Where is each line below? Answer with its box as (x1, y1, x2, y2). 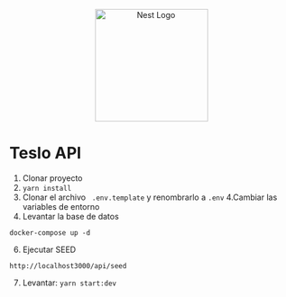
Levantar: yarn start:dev (22, 277, 117, 288)
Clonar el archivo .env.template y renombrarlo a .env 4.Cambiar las (22, 192, 278, 202)
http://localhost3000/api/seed (9, 261, 127, 270)
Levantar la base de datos (22, 211, 119, 221)
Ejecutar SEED (22, 244, 77, 255)
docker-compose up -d (9, 228, 91, 238)
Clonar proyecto (22, 172, 83, 184)
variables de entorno (22, 201, 100, 211)
